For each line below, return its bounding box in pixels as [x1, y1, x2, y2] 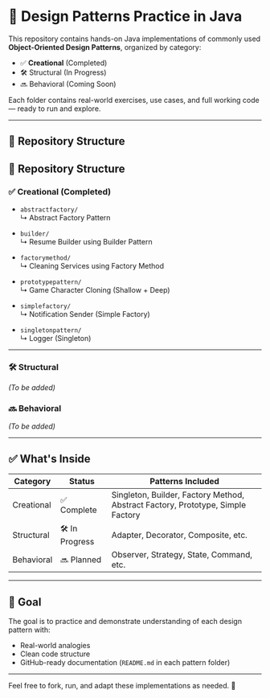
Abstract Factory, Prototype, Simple [111, 499, 247, 511]
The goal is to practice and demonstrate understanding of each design [8, 617, 243, 626]
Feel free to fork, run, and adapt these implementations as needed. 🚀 [8, 681, 236, 691]
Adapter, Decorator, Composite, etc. [111, 529, 247, 540]
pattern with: [8, 625, 51, 634]
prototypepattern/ [19, 278, 82, 286]
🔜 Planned [59, 554, 102, 565]
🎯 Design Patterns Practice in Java [8, 7, 243, 26]
